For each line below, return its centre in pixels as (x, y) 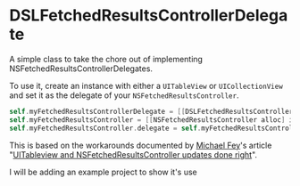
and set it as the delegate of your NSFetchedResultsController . (124, 95)
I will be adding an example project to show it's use (104, 172)
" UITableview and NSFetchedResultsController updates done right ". (133, 154)
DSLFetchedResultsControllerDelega (149, 16)
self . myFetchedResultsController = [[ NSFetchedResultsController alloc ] (147, 120)
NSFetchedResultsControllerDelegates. (81, 69)
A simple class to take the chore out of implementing (106, 59)
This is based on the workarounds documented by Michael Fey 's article (141, 145)
